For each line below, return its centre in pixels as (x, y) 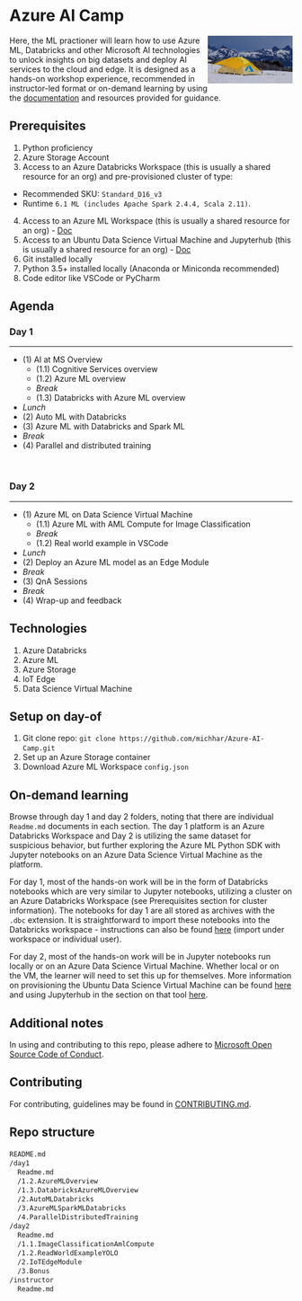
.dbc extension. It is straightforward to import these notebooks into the (140, 920)
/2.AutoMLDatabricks (56, 1199)
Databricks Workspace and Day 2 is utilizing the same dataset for (130, 836)
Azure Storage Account (66, 157)
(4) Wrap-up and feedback (72, 600)
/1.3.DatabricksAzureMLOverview (78, 1190)
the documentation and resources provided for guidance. (115, 97)
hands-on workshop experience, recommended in (102, 78)
